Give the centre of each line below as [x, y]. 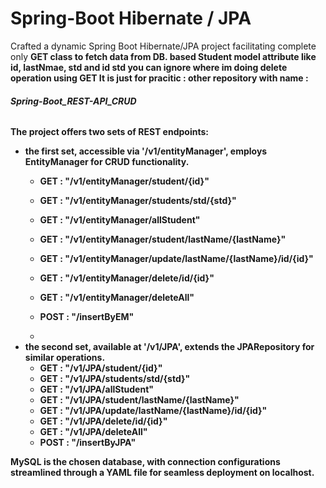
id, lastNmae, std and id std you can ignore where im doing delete [149, 67]
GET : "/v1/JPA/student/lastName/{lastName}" [139, 400]
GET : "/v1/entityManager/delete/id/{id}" [127, 278]
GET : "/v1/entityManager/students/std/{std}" [138, 201]
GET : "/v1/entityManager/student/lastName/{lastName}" [163, 239]
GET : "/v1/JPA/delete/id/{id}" [103, 421]
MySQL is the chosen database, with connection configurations [145, 462]
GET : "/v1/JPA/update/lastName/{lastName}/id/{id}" [153, 411]
